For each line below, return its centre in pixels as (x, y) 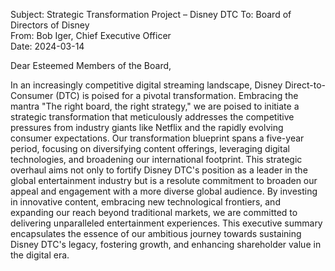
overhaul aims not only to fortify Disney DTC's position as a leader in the (159, 170)
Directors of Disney (50, 25)
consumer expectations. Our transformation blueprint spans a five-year (157, 138)
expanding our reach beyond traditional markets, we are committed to (154, 212)
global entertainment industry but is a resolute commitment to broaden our (164, 180)
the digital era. (40, 255)
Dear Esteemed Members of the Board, (91, 65)
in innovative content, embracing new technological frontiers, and (145, 202)
